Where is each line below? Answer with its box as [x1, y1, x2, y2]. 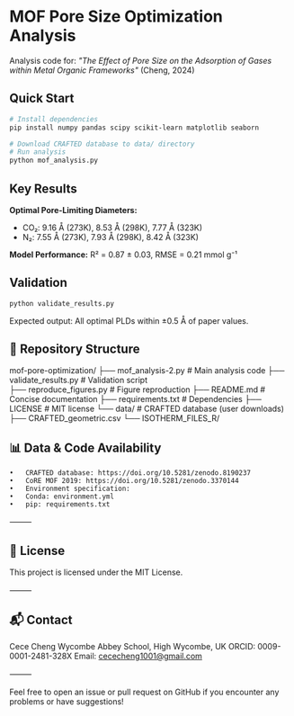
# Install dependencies [9, 114, 99, 123]
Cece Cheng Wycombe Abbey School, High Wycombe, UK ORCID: [9, 640, 256, 651]
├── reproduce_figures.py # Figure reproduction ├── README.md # [9, 384, 266, 395]
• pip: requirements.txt [9, 500, 111, 509]
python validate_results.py [9, 299, 115, 308]
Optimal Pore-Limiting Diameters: [9, 204, 138, 215]
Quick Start [9, 91, 75, 106]
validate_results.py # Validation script [9, 375, 148, 386]
